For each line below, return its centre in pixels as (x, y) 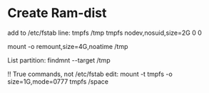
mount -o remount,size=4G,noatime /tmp (68, 46)
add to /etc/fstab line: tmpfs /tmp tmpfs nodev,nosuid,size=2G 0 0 (104, 33)
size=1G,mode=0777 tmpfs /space (58, 81)
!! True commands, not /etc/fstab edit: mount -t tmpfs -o (90, 74)
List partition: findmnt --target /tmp (59, 60)
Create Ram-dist (57, 13)
